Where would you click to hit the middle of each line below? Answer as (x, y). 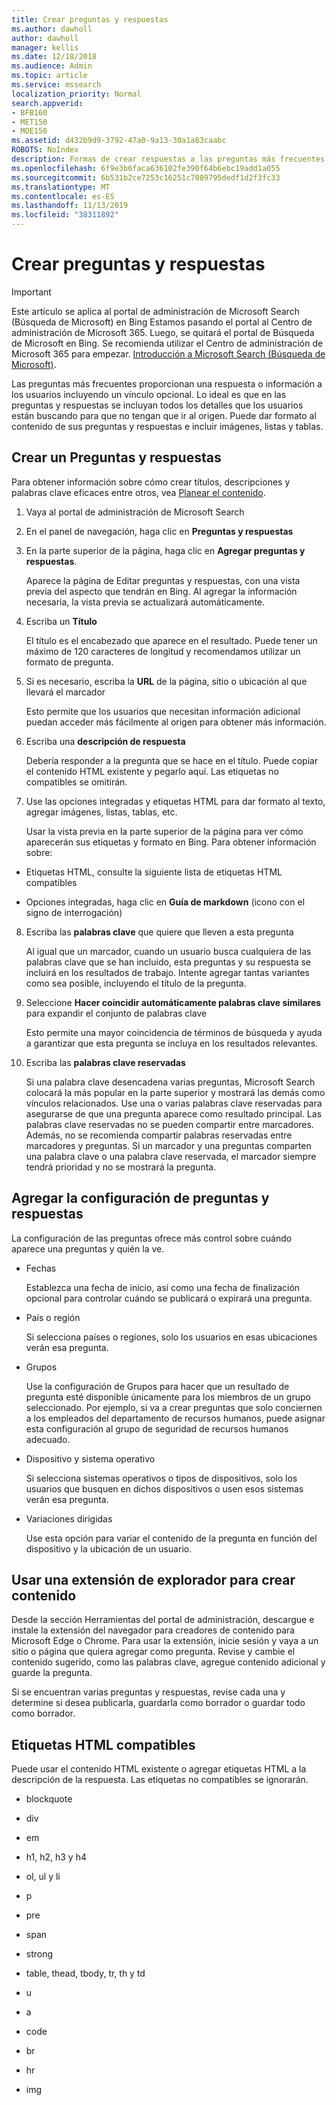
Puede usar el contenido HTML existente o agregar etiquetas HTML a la (159, 1769)
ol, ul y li (43, 1877)
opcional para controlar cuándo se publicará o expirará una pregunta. (169, 1298)
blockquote (49, 1799)
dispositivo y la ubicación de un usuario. (109, 1548)
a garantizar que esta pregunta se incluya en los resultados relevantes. (172, 1043)
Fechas (41, 1268)
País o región (53, 1317)
